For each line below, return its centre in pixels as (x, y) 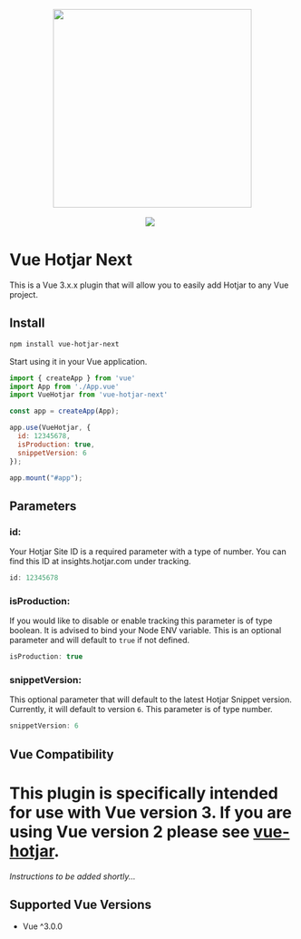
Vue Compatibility (62, 754)
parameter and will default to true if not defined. (100, 641)
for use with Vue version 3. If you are (150, 812)
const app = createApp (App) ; (64, 411)
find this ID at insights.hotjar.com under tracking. (101, 562)
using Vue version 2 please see (130, 831)
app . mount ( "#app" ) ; (46, 478)
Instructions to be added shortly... (73, 876)
